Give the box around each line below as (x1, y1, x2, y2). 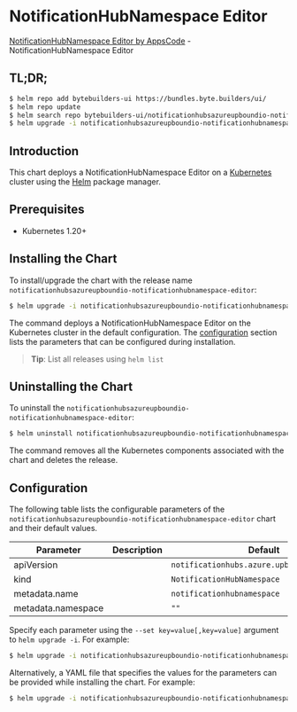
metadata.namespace (13, 602, 104, 614)
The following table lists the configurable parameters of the (9, 504, 225, 515)
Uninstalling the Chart (9, 379, 133, 394)
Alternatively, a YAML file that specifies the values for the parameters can (9, 667, 277, 677)
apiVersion (13, 559, 58, 571)
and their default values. (9, 523, 98, 534)
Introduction (9, 144, 80, 159)
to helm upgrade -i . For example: (9, 634, 130, 645)
